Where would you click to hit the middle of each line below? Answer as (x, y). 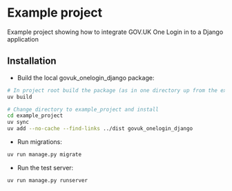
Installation (32, 61)
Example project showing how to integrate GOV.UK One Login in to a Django (115, 32)
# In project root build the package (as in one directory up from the (112, 90)
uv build (20, 97)
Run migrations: (39, 142)
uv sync (18, 122)
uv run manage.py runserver (48, 180)
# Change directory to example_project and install (83, 109)
